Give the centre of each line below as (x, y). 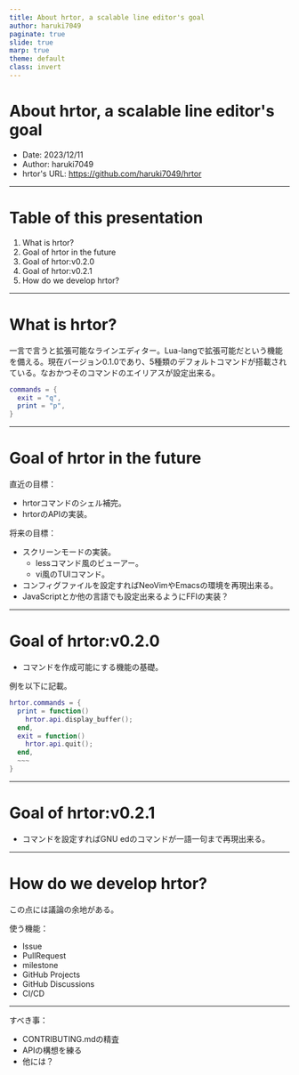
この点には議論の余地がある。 (64, 909)
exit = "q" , (40, 398)
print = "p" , (41, 406)
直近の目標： (32, 484)
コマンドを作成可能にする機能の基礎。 (92, 667)
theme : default (37, 59)
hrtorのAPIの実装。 (57, 514)
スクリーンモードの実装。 (69, 552)
